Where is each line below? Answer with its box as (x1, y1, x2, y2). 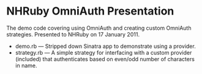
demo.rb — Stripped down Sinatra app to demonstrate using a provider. (15, 42, 196, 50)
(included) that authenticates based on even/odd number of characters (15, 55, 195, 62)
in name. (15, 62, 37, 69)
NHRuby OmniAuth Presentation (6, 4, 174, 18)
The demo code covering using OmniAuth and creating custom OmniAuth (6, 24, 192, 32)
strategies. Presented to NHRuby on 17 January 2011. (6, 30, 140, 38)
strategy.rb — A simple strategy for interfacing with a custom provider (15, 49, 192, 56)
